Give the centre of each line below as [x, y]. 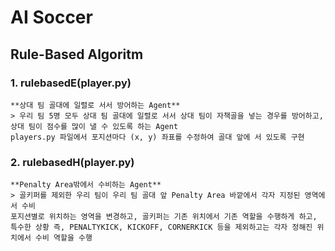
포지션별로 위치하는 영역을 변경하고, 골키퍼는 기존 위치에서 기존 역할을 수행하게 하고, [164, 217]
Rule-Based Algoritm [77, 54]
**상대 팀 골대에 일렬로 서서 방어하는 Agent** [95, 105]
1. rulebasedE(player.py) [71, 83]
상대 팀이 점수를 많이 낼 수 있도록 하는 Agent [94, 126]
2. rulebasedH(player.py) [72, 162]
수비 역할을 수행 [63, 238]
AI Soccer [51, 17]
